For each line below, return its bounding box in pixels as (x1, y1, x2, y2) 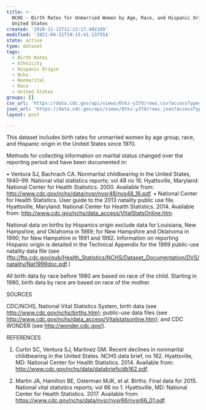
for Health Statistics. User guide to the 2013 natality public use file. (6, 197, 175, 204)
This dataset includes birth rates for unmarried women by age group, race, (6, 134, 195, 141)
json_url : (6, 105, 32, 112)
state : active (6, 37, 43, 44)
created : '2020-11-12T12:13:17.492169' (6, 26, 109, 32)
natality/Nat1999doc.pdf (6, 260, 67, 268)
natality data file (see (6, 248, 59, 255)
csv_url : (6, 100, 29, 106)
